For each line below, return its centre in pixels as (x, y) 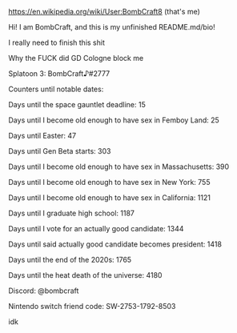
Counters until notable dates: (56, 89)
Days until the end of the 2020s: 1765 (70, 260)
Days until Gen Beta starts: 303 (60, 151)
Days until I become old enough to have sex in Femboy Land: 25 (114, 120)
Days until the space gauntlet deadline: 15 (77, 104)
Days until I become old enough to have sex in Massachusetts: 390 (119, 166)
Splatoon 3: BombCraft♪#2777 (59, 74)
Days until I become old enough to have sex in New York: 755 (109, 182)
